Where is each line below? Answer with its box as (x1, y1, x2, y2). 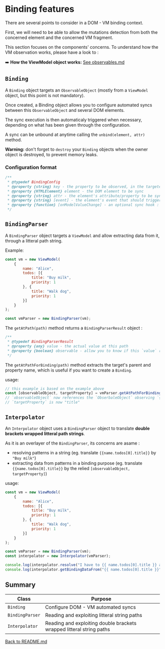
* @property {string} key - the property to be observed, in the (7, 184, 144, 189)
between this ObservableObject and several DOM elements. (5, 107, 125, 113)
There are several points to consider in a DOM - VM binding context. (5, 20, 143, 26)
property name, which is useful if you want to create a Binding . (5, 367, 133, 373)
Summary (5, 581, 36, 589)
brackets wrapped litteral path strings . (5, 430, 85, 437)
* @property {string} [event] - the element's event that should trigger (7, 198, 162, 203)
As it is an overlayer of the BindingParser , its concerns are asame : (5, 440, 140, 446)
